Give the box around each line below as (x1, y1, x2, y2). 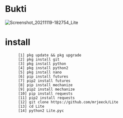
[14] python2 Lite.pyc (18, 108, 64, 113)
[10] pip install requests (18, 91, 73, 96)
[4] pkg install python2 (18, 65, 69, 70)
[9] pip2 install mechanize (18, 87, 75, 92)
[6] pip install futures (18, 74, 69, 79)
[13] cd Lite (18, 104, 45, 109)
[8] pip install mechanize (18, 82, 73, 87)
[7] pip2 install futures (18, 78, 70, 83)
